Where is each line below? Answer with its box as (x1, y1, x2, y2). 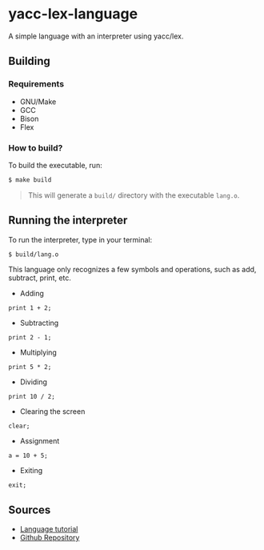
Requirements (8, 78, 65, 90)
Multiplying (19, 347, 58, 357)
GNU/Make (19, 97, 57, 106)
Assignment (19, 436, 60, 446)
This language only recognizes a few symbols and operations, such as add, (8, 265, 257, 275)
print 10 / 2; (8, 393, 56, 401)
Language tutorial (19, 524, 78, 534)
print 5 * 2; (8, 363, 52, 371)
